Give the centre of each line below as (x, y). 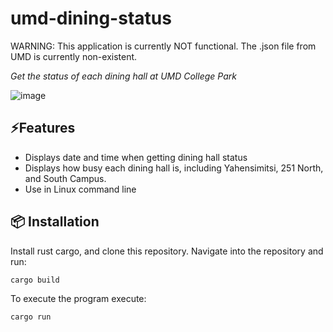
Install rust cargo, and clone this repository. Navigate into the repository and (167, 251)
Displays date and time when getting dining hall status (136, 157)
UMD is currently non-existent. (74, 56)
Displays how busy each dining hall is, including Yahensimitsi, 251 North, (174, 168)
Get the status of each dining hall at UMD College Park (123, 76)
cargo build (35, 280)
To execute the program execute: (78, 298)
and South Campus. (65, 178)
